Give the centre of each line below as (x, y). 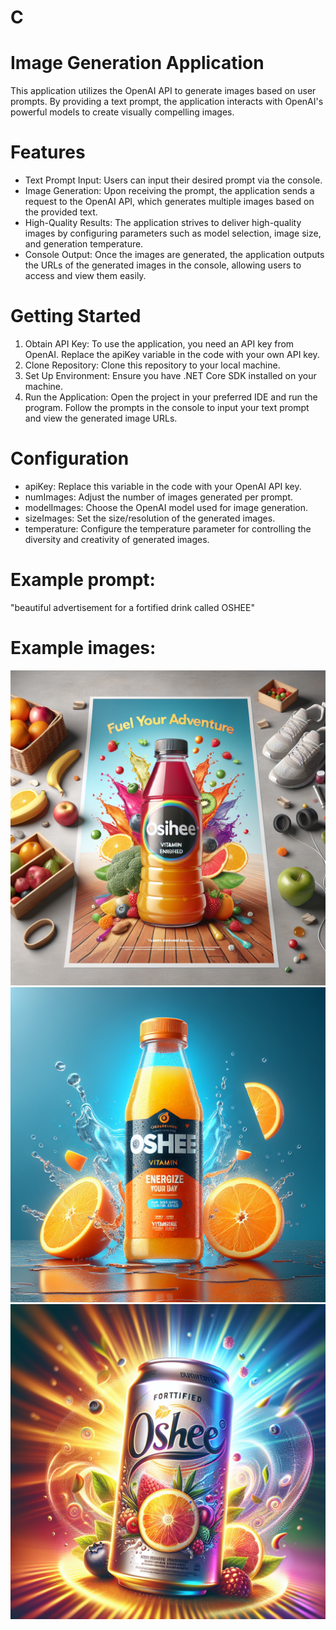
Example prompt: (83, 580)
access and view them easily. (85, 276)
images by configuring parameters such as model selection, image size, (173, 233)
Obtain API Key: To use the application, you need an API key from (159, 344)
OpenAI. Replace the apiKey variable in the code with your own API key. (172, 354)
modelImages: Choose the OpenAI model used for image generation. (166, 507)
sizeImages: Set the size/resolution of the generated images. (150, 518)
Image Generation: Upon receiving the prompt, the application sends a (169, 191)
